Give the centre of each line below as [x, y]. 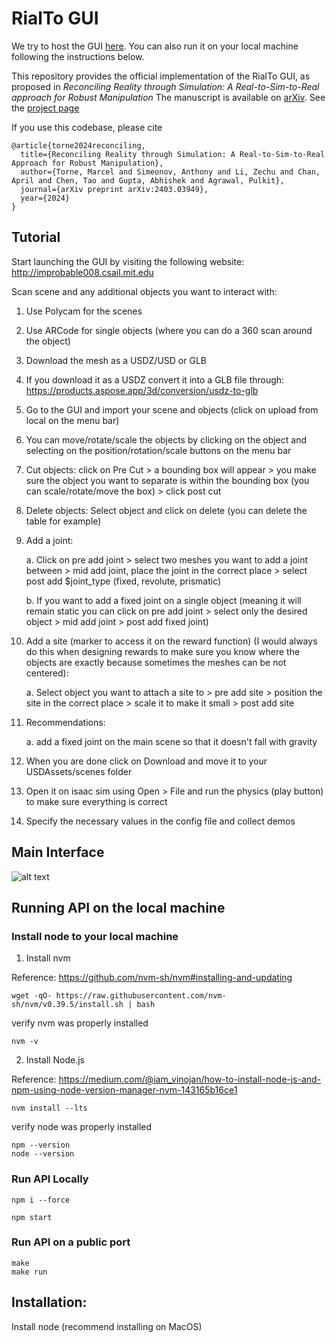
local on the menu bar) [72, 420]
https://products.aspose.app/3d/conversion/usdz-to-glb [142, 390]
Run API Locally [50, 1179]
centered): [47, 673]
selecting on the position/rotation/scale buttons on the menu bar [158, 450]
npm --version [41, 1145]
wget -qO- [32, 996]
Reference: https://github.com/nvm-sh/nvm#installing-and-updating [152, 978]
